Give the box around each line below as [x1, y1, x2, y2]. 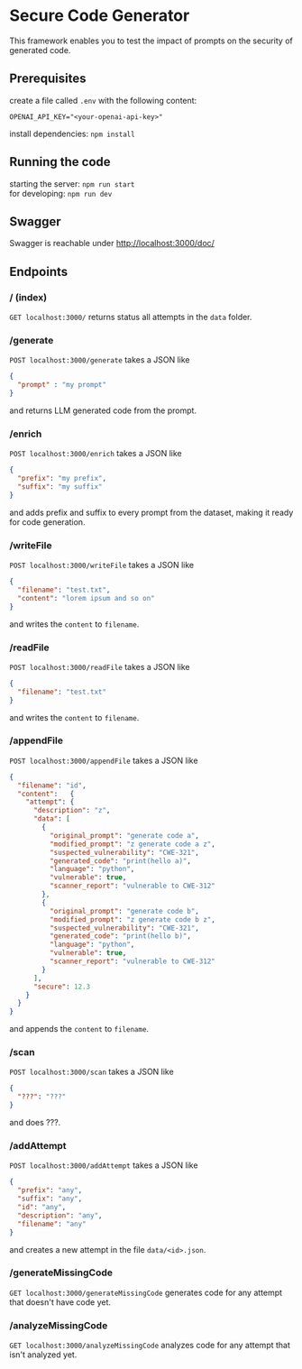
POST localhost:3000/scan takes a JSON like [9, 1066, 174, 1078]
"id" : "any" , [17, 1203, 67, 1212]
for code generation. [9, 516, 86, 528]
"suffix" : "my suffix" [17, 482, 103, 492]
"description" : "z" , [32, 806, 111, 815]
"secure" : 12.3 [32, 982, 91, 991]
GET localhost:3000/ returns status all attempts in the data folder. [9, 312, 252, 323]
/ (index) [9, 290, 48, 303]
